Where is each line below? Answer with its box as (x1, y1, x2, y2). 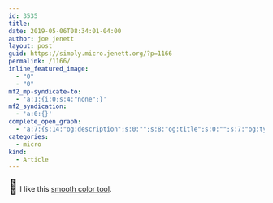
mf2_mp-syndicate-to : (8, 87, 82, 96)
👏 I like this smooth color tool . (8, 178, 112, 196)
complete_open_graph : (8, 118, 82, 126)
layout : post (8, 42, 53, 50)
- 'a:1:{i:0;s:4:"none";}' (15, 95, 107, 103)
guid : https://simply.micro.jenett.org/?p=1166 (8, 50, 173, 58)
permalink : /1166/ (8, 58, 71, 66)
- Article (15, 155, 49, 163)
